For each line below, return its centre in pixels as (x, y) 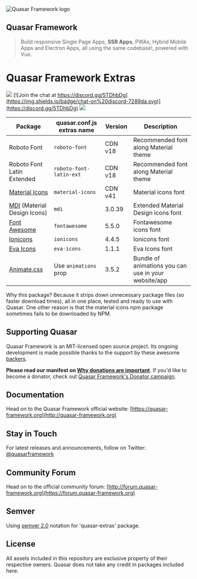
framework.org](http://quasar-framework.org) (62, 415)
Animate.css (26, 269)
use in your (149, 273)
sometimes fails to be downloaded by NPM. (59, 313)
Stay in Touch (32, 434)
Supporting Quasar (42, 332)
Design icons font (157, 213)
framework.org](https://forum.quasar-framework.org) (71, 493)
